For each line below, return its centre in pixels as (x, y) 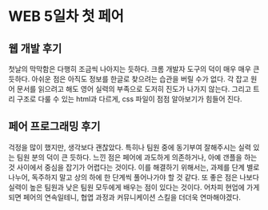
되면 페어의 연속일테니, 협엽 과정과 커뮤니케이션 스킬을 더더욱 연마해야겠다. (125, 197)
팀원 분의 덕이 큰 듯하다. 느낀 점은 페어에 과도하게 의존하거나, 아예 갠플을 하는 (137, 157)
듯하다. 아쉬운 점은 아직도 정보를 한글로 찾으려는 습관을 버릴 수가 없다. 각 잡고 (129, 79)
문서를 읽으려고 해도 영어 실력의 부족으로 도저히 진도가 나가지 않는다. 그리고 (134, 89)
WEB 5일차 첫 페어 (66, 16)
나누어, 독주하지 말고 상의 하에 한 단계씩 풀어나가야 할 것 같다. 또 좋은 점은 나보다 (134, 177)
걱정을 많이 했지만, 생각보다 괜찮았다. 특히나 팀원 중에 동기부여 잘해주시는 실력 (130, 147)
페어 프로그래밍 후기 (54, 127)
